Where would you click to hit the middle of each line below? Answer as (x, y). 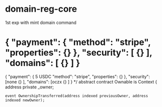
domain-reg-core (41, 9)
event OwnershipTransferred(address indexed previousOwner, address (77, 96)
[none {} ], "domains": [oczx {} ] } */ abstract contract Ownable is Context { (81, 82)
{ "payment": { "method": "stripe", (78, 42)
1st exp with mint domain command (41, 22)
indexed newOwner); (25, 100)
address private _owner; (29, 87)
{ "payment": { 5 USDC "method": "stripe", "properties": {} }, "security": (78, 76)
